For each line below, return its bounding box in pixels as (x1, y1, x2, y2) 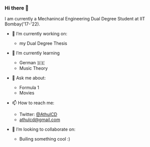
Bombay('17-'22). (4, 21, 40, 27)
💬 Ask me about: (11, 75, 46, 81)
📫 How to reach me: (11, 100, 55, 106)
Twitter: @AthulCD (19, 112, 58, 118)
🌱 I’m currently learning (11, 50, 60, 56)
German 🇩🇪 (19, 60, 45, 66)
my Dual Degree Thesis (19, 40, 68, 46)
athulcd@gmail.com (19, 117, 61, 123)
